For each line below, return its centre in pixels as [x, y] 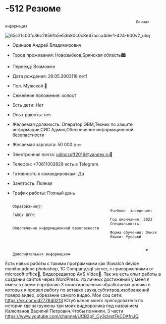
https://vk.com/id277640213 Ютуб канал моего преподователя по [74, 300]
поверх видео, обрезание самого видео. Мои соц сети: [64, 295]
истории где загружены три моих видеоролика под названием [72, 306]
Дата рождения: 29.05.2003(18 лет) [50, 76]
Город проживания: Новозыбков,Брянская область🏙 [69, 55]
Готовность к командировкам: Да [48, 173]
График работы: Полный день [44, 193]
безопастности [28, 135]
